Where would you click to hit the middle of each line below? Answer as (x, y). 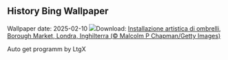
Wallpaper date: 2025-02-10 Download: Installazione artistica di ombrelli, (114, 28)
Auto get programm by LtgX (46, 49)
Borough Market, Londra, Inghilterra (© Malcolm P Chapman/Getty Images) (114, 35)
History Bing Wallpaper (58, 11)
